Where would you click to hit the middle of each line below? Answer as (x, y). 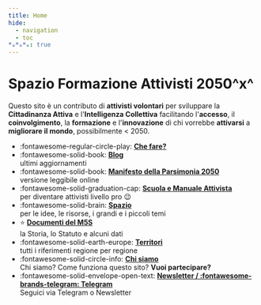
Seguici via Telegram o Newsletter (76, 292)
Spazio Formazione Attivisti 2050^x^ (131, 84)
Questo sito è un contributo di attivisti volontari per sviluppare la (114, 106)
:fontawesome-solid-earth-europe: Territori (91, 243)
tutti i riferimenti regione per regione (79, 250)
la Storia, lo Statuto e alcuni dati (71, 234)
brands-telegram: (49, 284)
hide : (17, 23)
